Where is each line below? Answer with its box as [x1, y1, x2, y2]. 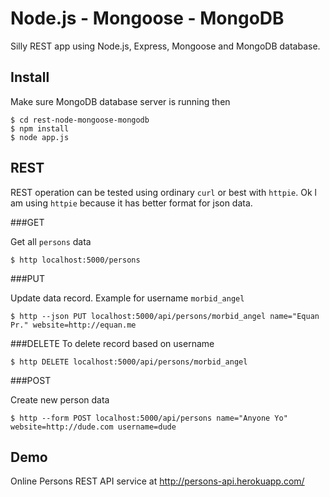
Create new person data [10, 393, 110, 406]
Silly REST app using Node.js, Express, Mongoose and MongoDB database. [10, 40, 321, 52]
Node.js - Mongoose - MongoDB [10, 7, 285, 30]
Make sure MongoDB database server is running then [10, 95, 231, 107]
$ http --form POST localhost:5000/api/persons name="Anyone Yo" [10, 413, 288, 423]
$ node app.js [10, 132, 70, 142]
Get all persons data [10, 235, 92, 247]
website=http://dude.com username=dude [10, 422, 177, 432]
